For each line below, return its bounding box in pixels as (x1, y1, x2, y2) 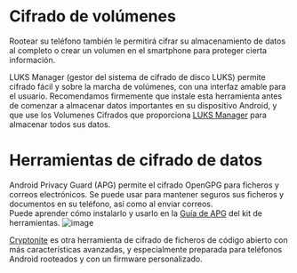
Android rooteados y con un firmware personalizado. (9, 253, 203, 264)
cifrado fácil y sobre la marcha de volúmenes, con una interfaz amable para (9, 81, 286, 92)
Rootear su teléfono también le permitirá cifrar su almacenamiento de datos (9, 36, 286, 46)
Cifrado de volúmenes (9, 6, 176, 27)
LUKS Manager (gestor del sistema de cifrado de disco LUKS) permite (9, 71, 266, 82)
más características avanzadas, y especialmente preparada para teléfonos (9, 244, 283, 254)
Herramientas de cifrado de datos (9, 150, 263, 171)
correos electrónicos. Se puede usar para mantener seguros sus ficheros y (9, 189, 285, 199)
